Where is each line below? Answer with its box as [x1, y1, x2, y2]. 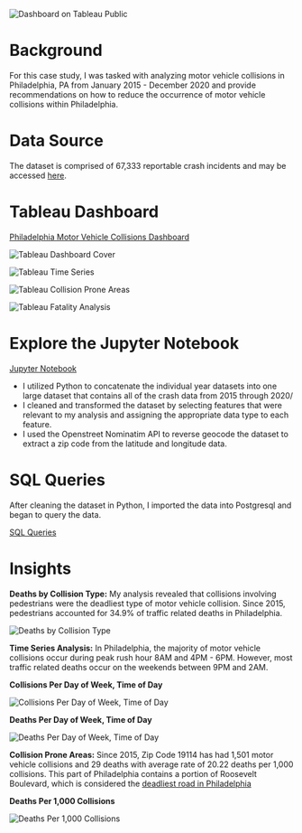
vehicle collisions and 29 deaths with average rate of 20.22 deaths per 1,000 [9, 759, 294, 770]
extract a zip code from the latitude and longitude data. [22, 438, 227, 449]
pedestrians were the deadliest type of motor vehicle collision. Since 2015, [9, 597, 286, 609]
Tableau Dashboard [9, 201, 160, 222]
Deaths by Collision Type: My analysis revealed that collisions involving [9, 588, 277, 599]
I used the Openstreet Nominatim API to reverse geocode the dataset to [22, 428, 288, 439]
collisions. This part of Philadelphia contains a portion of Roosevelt [9, 768, 257, 779]
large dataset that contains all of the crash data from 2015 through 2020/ [22, 389, 294, 401]
